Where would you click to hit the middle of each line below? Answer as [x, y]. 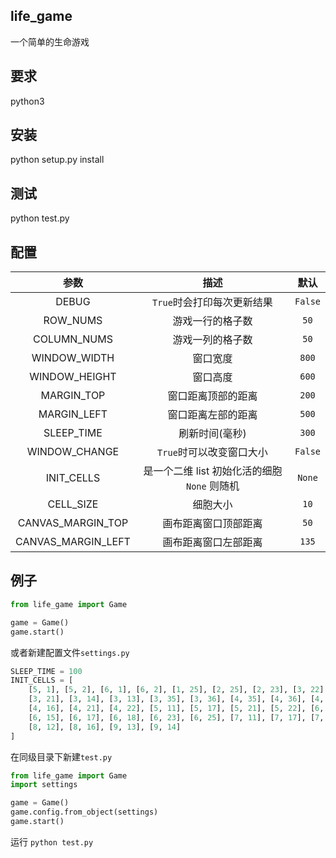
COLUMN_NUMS [73, 339]
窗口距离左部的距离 [212, 415]
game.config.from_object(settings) [84, 812]
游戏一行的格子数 [212, 321]
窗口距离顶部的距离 [212, 396]
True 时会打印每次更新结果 [212, 302]
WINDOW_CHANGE [73, 452]
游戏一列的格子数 [212, 340]
